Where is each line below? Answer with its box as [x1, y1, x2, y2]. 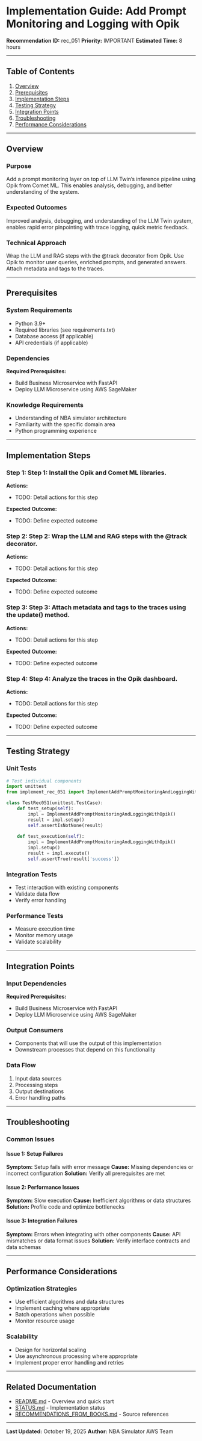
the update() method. [6, 611, 70, 619]
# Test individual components [6, 778, 82, 784]
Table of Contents [6, 66, 75, 76]
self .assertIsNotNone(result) [28, 822, 103, 828]
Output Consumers [6, 1026, 64, 1035]
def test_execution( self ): [17, 834, 85, 840]
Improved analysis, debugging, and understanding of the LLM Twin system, [6, 217, 194, 224]
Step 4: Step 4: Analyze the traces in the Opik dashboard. [6, 674, 178, 683]
